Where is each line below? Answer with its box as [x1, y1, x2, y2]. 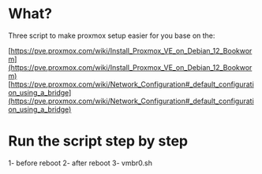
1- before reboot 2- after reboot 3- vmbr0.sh [8, 158, 152, 168]
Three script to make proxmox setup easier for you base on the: [8, 31, 215, 40]
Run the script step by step [8, 132, 188, 150]
